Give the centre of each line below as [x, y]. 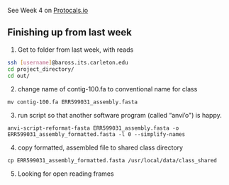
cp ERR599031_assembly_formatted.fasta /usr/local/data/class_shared [112, 161]
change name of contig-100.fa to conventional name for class [107, 89]
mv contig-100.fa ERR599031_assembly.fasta [73, 102]
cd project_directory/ [41, 69]
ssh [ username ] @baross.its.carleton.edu [68, 62]
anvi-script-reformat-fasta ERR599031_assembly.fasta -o [93, 128]
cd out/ [19, 76]
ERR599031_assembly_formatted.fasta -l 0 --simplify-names [96, 135]
